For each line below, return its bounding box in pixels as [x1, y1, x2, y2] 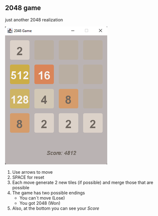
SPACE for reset [12, 174, 45, 180]
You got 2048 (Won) [19, 200, 61, 206]
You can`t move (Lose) [19, 195, 65, 201]
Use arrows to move [12, 169, 53, 175]
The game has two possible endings [12, 190, 85, 196]
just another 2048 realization [5, 17, 63, 22]
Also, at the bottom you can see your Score [12, 205, 99, 211]
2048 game [5, 4, 41, 12]
